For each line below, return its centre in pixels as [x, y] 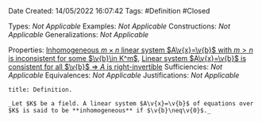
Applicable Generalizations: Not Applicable [79, 34]
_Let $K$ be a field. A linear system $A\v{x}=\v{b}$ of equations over [131, 104]
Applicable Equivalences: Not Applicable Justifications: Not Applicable [124, 75]
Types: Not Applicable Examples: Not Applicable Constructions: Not [119, 26]
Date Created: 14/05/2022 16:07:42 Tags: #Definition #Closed [109, 11]
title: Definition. [40, 90]
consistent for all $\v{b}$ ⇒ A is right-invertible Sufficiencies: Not [116, 67]
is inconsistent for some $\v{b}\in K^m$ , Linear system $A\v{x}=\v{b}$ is [127, 58]
